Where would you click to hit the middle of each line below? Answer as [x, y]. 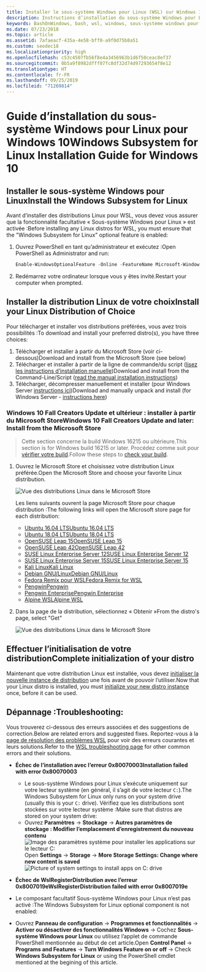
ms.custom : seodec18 [33, 47]
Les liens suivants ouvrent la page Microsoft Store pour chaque [95, 503]
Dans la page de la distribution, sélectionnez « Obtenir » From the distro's [107, 611]
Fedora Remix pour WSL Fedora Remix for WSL [83, 580]
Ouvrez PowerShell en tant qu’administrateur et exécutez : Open [95, 247]
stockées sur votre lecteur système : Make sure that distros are [103, 809]
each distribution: [37, 516]
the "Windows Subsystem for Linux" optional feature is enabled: [87, 235]
